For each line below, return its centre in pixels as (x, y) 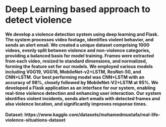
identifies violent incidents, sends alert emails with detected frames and (83, 98)
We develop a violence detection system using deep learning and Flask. (82, 34)
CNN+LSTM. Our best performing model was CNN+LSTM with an (75, 77)
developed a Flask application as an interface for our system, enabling (80, 88)
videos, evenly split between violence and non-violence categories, (78, 50)
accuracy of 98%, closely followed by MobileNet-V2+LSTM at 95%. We (82, 82)
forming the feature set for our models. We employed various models (79, 66)
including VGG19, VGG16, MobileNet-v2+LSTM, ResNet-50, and (73, 72)
